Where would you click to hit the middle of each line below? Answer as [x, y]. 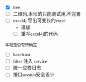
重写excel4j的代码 [40, 34]
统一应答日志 [27, 68]
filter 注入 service [30, 61]
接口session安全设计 [34, 75]
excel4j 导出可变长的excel [40, 21]
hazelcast [22, 55]
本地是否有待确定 [21, 45]
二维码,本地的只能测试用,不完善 [47, 14]
